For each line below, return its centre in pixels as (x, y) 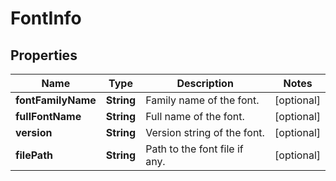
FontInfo (46, 18)
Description (205, 83)
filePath (34, 155)
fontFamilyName (56, 100)
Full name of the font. (195, 116)
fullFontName (48, 116)
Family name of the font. (202, 100)
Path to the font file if (194, 149)
